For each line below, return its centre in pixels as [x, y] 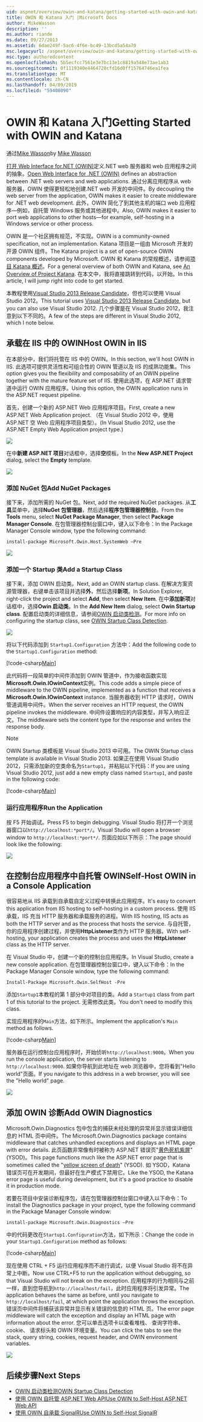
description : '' [27, 29]
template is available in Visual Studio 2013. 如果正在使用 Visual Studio [93, 759]
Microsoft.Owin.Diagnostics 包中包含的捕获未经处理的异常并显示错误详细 [97, 1129]
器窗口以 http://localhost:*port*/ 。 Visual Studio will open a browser [93, 830]
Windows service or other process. [50, 223]
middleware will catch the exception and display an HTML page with [91, 1316]
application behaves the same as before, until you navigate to [83, 1295]
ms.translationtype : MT [36, 74]
